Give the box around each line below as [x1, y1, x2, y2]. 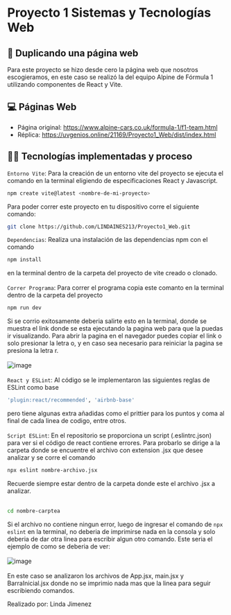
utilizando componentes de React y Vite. [7, 80, 123, 88]
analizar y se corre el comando [7, 453, 96, 462]
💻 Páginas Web [7, 101, 77, 113]
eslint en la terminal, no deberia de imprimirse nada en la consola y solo [7, 527, 216, 535]
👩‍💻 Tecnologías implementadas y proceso [7, 150, 193, 162]
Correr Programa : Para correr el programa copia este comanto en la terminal [7, 284, 224, 292]
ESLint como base [7, 383, 59, 392]
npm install [7, 257, 42, 263]
